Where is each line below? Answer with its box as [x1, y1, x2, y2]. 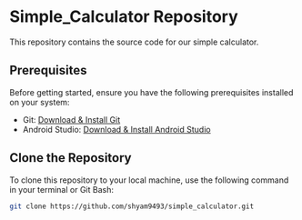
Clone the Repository [9, 150, 132, 165]
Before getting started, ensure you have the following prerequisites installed [9, 86, 294, 97]
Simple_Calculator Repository [9, 6, 238, 27]
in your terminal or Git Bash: [9, 184, 114, 195]
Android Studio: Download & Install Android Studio [22, 124, 211, 135]
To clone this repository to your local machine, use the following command [9, 175, 289, 185]
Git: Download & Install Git [22, 114, 121, 125]
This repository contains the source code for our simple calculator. [9, 36, 259, 47]
